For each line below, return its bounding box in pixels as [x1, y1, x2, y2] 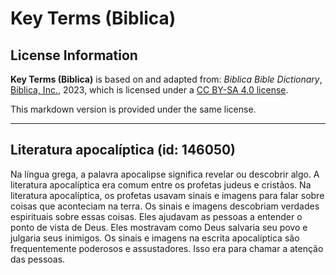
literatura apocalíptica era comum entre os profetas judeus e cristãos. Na [10, 178, 312, 191]
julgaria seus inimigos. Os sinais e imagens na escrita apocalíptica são [10, 232, 300, 244]
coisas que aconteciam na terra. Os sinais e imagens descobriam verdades [10, 200, 320, 212]
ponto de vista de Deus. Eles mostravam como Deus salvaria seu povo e [10, 221, 308, 233]
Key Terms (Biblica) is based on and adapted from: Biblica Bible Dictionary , [10, 73, 323, 85]
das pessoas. [10, 253, 66, 265]
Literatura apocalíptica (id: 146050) [10, 142, 237, 159]
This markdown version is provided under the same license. [10, 103, 257, 115]
